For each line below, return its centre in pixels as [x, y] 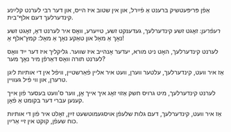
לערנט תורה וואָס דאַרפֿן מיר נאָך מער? [57, 59]
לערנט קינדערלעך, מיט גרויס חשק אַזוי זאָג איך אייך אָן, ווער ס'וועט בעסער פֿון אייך [112, 93]
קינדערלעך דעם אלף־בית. [41, 17]
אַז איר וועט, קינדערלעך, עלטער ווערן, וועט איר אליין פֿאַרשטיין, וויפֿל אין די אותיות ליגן [115, 72]
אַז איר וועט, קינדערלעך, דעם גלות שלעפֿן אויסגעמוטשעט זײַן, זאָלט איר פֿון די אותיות [114, 114]
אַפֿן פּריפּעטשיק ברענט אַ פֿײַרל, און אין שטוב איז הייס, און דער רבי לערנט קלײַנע [109, 10]
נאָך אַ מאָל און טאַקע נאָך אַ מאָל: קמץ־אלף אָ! [66, 38]
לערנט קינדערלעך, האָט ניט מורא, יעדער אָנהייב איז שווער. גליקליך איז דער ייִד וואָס [113, 51]
